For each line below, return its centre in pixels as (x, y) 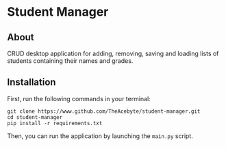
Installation (32, 82)
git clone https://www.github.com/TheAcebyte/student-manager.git (104, 111)
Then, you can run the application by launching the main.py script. (100, 136)
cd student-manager (35, 117)
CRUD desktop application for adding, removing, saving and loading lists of (113, 53)
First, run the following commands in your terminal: (79, 98)
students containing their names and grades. (70, 61)
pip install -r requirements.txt (55, 123)
